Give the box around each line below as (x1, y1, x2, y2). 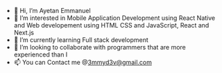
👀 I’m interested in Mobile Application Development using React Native (13, 14, 216, 22)
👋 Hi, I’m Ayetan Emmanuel (13, 7, 92, 14)
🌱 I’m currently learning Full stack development (13, 36, 148, 44)
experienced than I (13, 50, 68, 59)
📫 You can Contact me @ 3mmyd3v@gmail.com (13, 59, 153, 66)
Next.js (13, 28, 35, 36)
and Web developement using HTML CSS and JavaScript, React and (13, 21, 210, 29)
